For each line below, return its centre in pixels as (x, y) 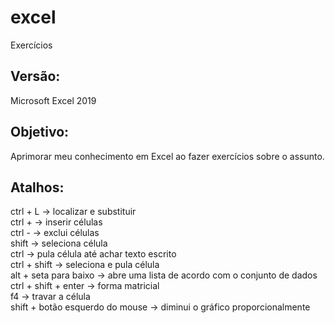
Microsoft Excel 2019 (53, 100)
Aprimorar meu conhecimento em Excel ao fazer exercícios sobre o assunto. (167, 156)
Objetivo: (40, 132)
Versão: (35, 76)
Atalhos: (37, 187)
